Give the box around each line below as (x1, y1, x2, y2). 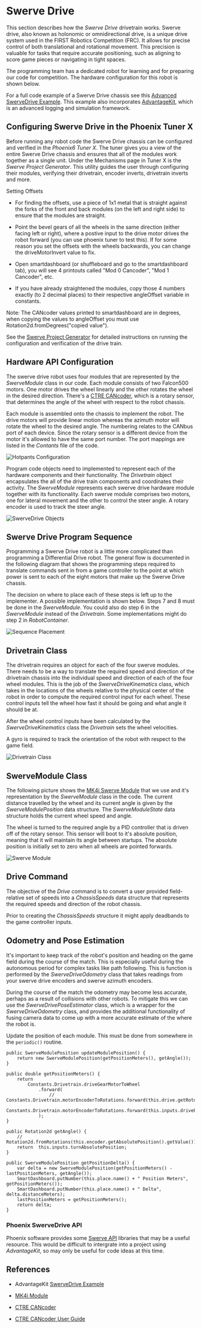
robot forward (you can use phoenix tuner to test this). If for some (14, 236, 178, 243)
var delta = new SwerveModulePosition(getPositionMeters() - (17, 1165, 172, 1171)
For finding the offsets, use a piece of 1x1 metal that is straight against (14, 199, 187, 206)
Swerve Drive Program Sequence (6, 531, 133, 542)
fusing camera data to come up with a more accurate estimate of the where (6, 1014, 193, 1021)
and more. (6, 175, 32, 183)
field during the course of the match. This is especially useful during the (6, 958, 184, 965)
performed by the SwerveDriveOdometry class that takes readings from (6, 971, 183, 978)
